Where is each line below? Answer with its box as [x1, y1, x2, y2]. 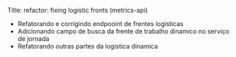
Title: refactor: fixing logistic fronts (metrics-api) [7, 6, 148, 14]
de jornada [17, 34, 50, 43]
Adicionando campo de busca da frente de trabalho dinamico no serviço [17, 27, 230, 35]
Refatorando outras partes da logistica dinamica [17, 42, 158, 50]
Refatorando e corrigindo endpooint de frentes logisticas [17, 20, 184, 27]
